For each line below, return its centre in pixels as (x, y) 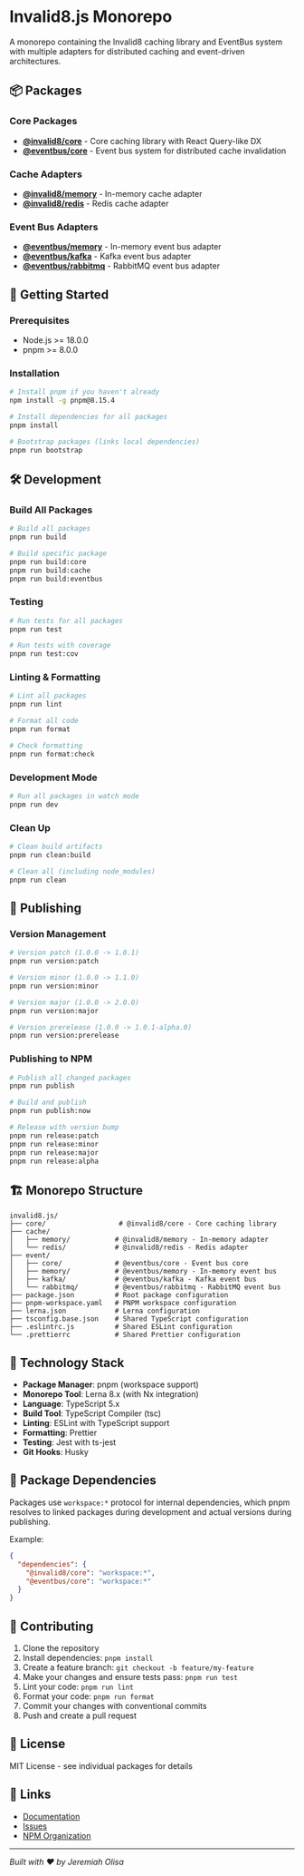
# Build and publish (48, 1103)
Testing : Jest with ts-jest (69, 1442)
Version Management (58, 933)
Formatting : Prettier (60, 1433)
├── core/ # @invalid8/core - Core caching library (143, 1224)
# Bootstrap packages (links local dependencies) (105, 442)
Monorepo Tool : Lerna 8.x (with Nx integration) (110, 1394)
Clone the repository (61, 1647)
